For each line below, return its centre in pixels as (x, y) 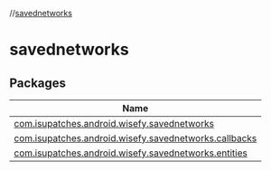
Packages (37, 83)
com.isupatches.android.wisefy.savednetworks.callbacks (135, 138)
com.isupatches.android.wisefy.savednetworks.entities (131, 153)
